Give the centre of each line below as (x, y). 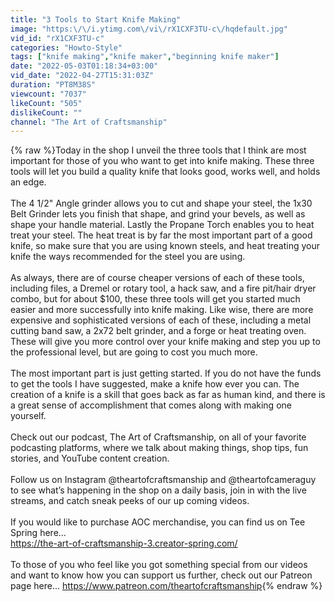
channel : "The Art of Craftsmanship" (89, 122)
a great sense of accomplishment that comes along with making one (151, 405)
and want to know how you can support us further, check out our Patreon (161, 575)
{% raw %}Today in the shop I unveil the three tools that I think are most (158, 150)
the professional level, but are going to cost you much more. (134, 352)
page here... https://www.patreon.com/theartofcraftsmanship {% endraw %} (166, 586)
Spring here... (38, 533)
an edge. (28, 182)
